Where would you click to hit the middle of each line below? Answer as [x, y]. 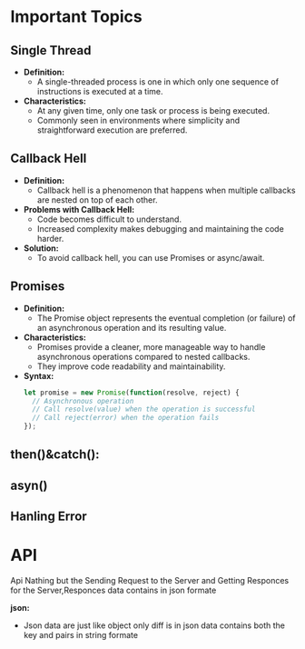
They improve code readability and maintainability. [131, 366]
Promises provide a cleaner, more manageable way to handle [151, 346]
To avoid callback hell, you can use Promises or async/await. [151, 257]
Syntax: [39, 375]
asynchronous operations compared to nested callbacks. [143, 356]
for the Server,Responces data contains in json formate [113, 590]
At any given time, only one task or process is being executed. [153, 110]
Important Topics [77, 17]
